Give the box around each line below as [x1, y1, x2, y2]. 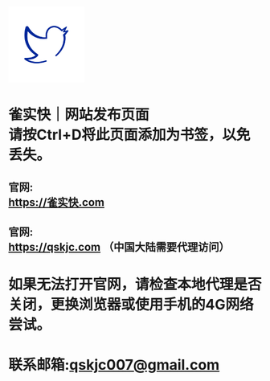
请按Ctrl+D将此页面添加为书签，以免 [8, 126, 251, 144]
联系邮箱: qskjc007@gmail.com [8, 355, 220, 374]
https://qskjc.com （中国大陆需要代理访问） [8, 240, 231, 254]
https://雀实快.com [8, 195, 104, 209]
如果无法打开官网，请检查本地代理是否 [8, 276, 263, 294]
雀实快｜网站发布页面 [8, 106, 150, 124]
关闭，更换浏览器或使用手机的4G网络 [8, 296, 254, 314]
